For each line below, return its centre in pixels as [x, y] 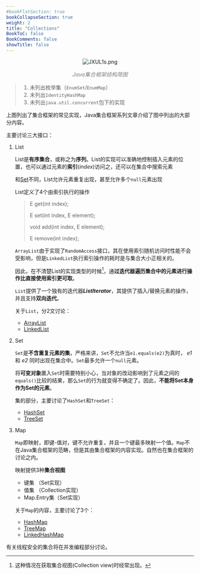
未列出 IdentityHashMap [57, 95]
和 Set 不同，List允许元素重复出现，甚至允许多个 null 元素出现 [88, 179]
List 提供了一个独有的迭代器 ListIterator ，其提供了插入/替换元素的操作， [103, 291]
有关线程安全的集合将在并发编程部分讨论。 [58, 547]
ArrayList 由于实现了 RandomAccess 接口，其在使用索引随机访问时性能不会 [103, 250]
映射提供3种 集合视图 [40, 470]
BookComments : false [32, 39]
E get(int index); [49, 203]
